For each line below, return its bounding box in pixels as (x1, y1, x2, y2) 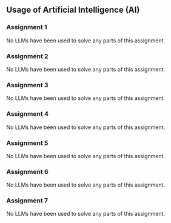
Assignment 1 (6, 23, 47, 32)
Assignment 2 (6, 52, 49, 60)
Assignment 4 (6, 110, 49, 118)
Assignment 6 (6, 167, 49, 176)
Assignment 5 (6, 139, 49, 147)
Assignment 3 (6, 81, 49, 89)
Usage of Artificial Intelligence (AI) (6, 5, 140, 15)
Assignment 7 (6, 196, 49, 205)
